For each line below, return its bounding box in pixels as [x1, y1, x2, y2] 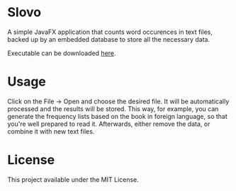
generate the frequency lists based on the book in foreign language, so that [7, 112, 228, 120]
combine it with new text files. [7, 127, 95, 135]
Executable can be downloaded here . [7, 49, 116, 57]
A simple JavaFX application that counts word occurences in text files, [7, 28, 213, 36]
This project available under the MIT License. [7, 175, 140, 184]
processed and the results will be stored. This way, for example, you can [7, 104, 219, 113]
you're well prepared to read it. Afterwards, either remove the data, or [7, 120, 210, 128]
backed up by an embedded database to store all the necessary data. [7, 35, 210, 43]
